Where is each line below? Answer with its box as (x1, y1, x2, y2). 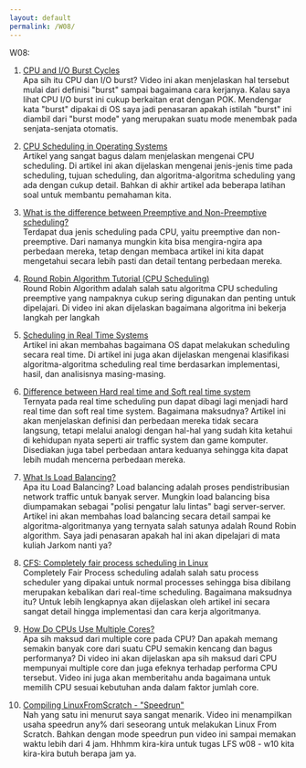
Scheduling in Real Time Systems (22, 330, 149, 341)
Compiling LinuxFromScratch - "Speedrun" (22, 700, 185, 710)
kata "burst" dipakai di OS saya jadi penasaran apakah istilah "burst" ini (22, 103, 292, 114)
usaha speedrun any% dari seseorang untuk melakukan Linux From (22, 719, 277, 730)
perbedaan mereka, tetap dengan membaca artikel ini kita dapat (22, 246, 265, 257)
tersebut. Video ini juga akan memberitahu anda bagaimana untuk (22, 672, 271, 683)
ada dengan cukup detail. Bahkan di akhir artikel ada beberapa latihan (22, 179, 286, 190)
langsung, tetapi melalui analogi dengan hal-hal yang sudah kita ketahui (22, 425, 293, 436)
